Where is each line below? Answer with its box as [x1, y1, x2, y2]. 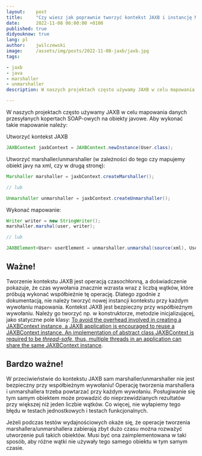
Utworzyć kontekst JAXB [6, 133, 68, 140]
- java [6, 70, 23, 76]
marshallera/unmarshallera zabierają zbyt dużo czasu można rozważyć [6, 425, 182, 432]
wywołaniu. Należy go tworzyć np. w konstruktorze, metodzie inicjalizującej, [6, 309, 195, 316]
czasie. [6, 444, 24, 451]
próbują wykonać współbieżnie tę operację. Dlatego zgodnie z [6, 290, 161, 298]
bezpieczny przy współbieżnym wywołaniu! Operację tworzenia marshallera [6, 381, 195, 389]
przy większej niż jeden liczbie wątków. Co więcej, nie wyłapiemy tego [6, 401, 181, 408]
